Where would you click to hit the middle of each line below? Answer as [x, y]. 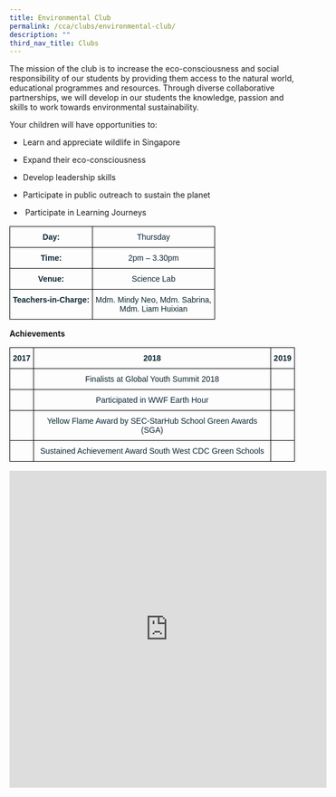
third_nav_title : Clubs [54, 43]
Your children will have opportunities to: [83, 125]
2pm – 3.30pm [154, 258]
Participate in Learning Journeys [86, 213]
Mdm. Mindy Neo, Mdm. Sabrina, [154, 300]
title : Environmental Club [60, 18]
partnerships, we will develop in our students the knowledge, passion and [147, 98]
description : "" [40, 34]
